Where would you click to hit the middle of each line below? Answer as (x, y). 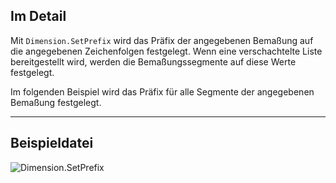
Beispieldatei (52, 143)
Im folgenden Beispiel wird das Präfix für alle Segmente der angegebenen (162, 91)
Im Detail (38, 16)
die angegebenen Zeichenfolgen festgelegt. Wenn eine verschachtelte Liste (166, 51)
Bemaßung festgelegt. (56, 102)
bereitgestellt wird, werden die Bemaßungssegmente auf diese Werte (153, 61)
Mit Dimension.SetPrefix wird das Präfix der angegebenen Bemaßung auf (162, 40)
